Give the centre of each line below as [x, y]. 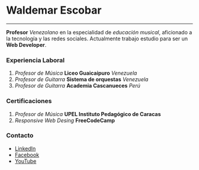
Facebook [27, 155]
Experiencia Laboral [36, 60]
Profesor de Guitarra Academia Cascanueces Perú [78, 86]
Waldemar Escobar [54, 10]
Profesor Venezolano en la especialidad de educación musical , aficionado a [99, 32]
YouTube [25, 161]
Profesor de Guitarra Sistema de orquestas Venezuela [81, 79]
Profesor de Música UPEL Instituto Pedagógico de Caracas [88, 114]
